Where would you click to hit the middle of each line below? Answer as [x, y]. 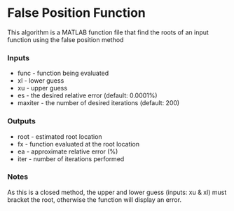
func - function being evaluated [63, 73]
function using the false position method [66, 39]
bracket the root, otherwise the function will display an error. [95, 199]
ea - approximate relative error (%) [68, 151]
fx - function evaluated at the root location [78, 144]
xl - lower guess [41, 81]
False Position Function [76, 13]
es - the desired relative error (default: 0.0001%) [87, 95]
